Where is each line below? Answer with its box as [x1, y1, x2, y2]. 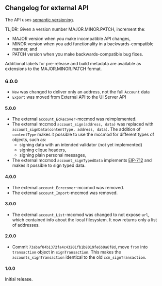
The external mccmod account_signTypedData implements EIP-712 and [12, 158, 152, 163]
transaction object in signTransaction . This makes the [12, 249, 121, 255]
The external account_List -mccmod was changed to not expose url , [12, 212, 150, 217]
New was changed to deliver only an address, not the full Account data [12, 89, 150, 95]
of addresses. [12, 222, 40, 228]
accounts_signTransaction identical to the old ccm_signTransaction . [12, 254, 146, 260]
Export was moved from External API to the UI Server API [12, 94, 126, 100]
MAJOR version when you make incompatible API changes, [12, 36, 131, 41]
